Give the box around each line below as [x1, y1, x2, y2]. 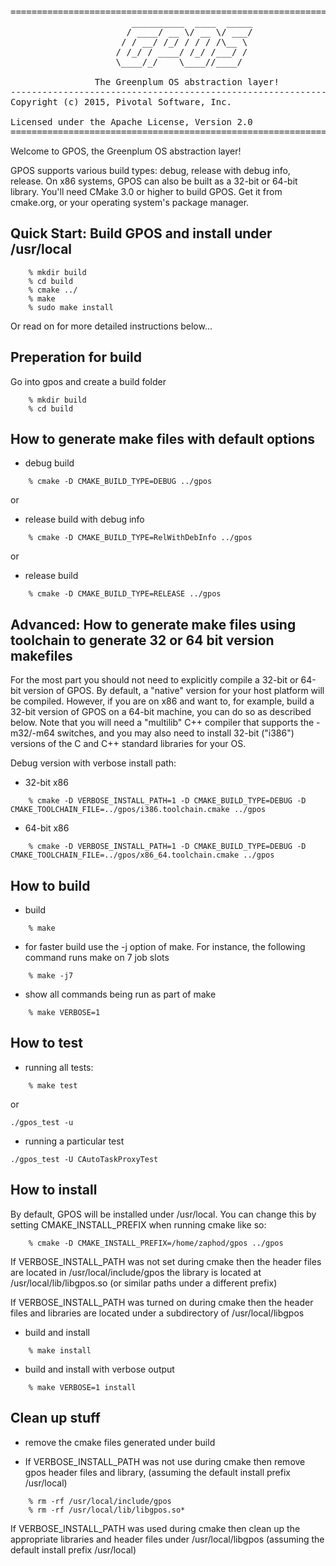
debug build [24, 457, 75, 469]
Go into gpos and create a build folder [10, 375, 167, 387]
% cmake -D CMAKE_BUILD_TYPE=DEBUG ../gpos [28, 477, 213, 487]
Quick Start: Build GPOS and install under [10, 225, 273, 242]
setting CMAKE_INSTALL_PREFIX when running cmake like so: [10, 1218, 267, 1231]
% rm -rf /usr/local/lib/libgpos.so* [28, 1505, 186, 1515]
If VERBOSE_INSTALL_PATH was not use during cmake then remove [24, 1455, 306, 1467]
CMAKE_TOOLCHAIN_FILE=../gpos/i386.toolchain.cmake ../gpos [10, 805, 267, 815]
